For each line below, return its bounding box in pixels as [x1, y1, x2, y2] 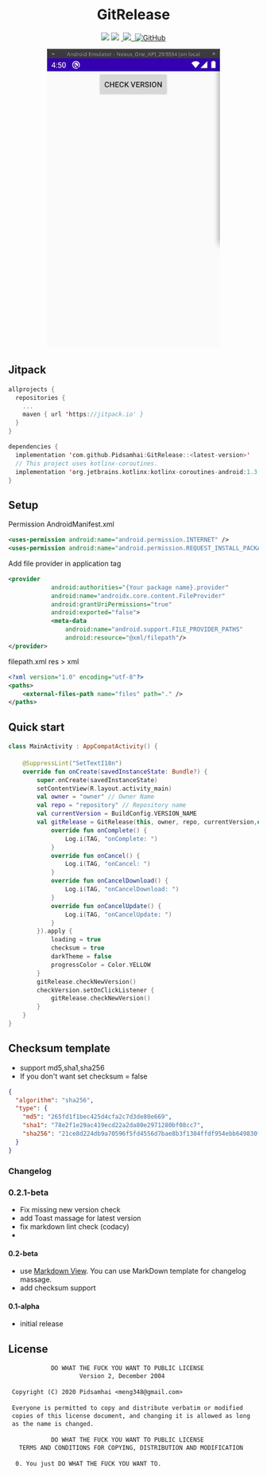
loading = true [50, 936, 102, 944]
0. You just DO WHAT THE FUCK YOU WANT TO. [15, 1460, 161, 1468]
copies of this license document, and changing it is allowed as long [11, 1412, 250, 1420]
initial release [19, 1319, 64, 1329]
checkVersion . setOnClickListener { [37, 986, 155, 994]
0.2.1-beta [8, 1187, 49, 1198]
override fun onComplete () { [50, 826, 148, 834]
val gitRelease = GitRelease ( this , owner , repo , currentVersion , [37, 818, 258, 826]
